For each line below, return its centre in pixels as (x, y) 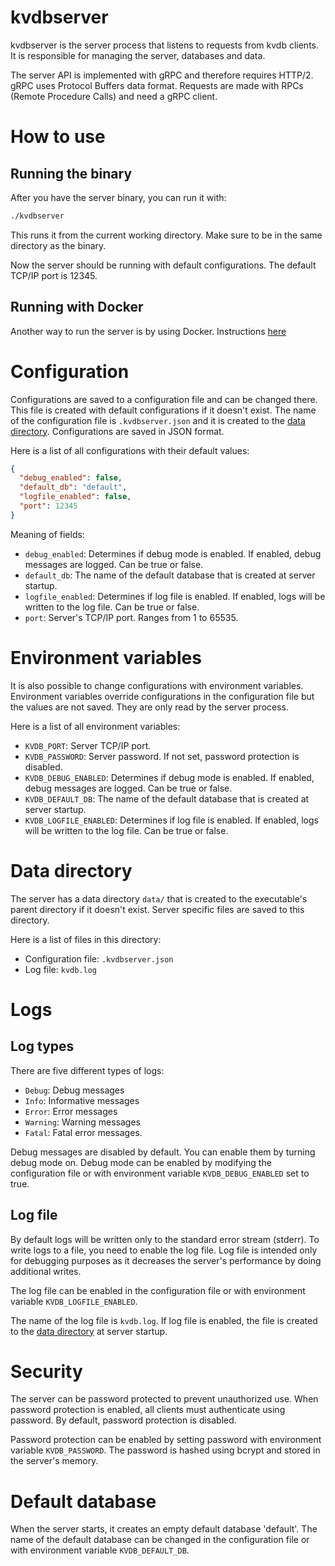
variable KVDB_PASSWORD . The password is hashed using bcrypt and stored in (165, 1450)
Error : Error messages (71, 1111)
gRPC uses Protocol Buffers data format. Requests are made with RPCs (157, 85)
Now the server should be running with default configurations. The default (163, 265)
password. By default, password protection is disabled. (123, 1420)
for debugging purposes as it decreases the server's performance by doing (166, 1260)
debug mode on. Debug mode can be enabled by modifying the (141, 1162)
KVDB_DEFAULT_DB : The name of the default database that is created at (167, 798)
